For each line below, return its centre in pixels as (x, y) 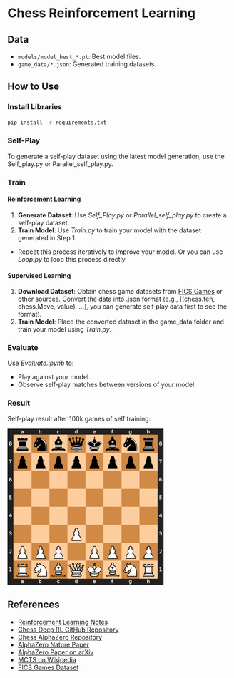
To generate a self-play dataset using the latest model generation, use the (116, 156)
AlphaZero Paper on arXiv (56, 652)
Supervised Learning (39, 275)
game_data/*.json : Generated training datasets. (87, 64)
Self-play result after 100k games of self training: (79, 418)
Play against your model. (54, 377)
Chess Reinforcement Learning (102, 13)
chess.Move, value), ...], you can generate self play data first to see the (122, 307)
